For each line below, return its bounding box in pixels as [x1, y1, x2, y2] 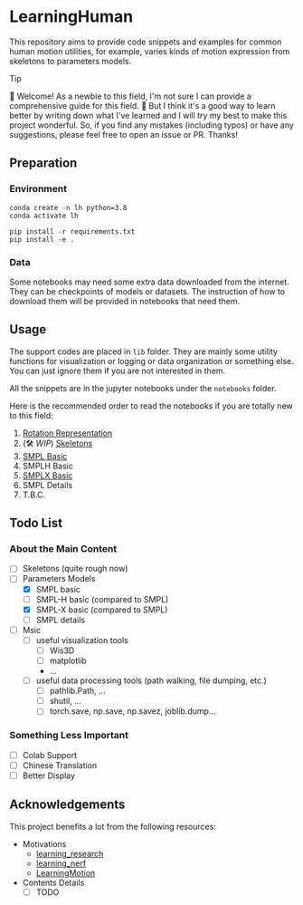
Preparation [9, 156, 78, 171]
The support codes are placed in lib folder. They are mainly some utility [9, 346, 279, 357]
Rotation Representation [22, 428, 113, 438]
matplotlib [49, 655, 88, 666]
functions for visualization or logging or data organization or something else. [9, 355, 294, 366]
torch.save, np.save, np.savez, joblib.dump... [49, 706, 216, 717]
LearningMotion [35, 867, 96, 878]
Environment [9, 183, 68, 196]
